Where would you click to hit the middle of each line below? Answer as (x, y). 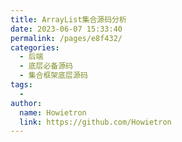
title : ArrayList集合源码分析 (68, 19)
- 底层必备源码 (46, 66)
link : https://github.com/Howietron (95, 122)
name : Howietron (53, 112)
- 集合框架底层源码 (53, 76)
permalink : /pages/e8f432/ (66, 38)
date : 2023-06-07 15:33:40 (66, 29)
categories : (35, 47)
